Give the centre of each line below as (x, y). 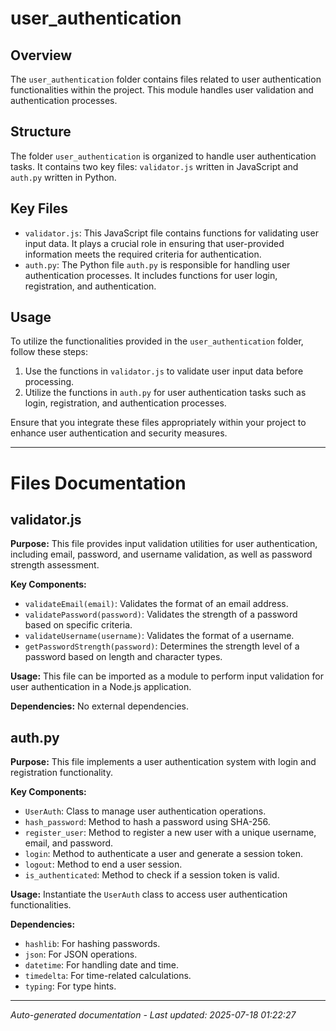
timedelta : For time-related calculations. (108, 976)
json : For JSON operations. (81, 954)
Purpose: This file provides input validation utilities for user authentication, (164, 544)
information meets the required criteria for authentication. (143, 254)
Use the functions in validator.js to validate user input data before (164, 371)
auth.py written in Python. (63, 177)
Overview (41, 55)
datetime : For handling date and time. (101, 965)
